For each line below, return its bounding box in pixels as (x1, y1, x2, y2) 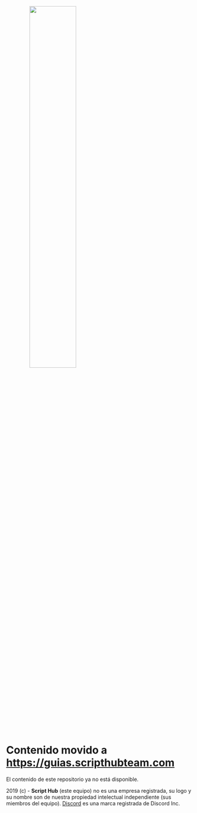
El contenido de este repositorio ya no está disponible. (6, 776, 139, 783)
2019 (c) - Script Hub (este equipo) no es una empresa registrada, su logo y (6, 787, 192, 794)
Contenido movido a (6, 744, 108, 757)
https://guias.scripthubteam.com (6, 756, 175, 770)
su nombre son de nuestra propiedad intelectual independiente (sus (6, 793, 172, 801)
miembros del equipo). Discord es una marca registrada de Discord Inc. (6, 799, 180, 806)
